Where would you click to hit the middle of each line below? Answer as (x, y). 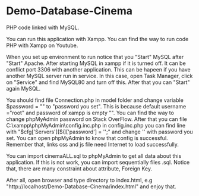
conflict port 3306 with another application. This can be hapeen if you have (99, 69)
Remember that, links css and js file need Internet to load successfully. (93, 144)
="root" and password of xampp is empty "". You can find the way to (90, 113)
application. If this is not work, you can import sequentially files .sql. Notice (98, 162)
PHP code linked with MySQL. (43, 27)
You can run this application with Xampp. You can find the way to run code (97, 39)
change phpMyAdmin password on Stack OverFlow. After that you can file (97, 119)
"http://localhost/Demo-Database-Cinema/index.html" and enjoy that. (91, 186)
